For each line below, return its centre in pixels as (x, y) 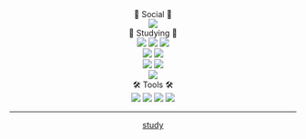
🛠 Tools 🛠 (153, 84)
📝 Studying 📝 (153, 33)
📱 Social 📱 (153, 14)
